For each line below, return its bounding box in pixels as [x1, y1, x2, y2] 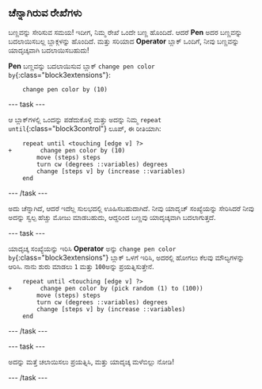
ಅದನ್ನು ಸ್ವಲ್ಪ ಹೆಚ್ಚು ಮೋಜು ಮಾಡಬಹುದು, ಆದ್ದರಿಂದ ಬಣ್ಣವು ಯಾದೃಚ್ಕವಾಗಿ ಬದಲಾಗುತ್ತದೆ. [8, 212, 216, 221]
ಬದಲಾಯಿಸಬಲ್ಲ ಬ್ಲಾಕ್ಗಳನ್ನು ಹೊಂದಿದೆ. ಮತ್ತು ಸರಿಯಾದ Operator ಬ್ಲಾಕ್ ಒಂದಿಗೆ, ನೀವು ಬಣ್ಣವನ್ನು [8, 36, 240, 46]
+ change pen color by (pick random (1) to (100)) [8, 284, 203, 292]
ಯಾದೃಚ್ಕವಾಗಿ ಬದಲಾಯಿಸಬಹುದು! [8, 45, 89, 55]
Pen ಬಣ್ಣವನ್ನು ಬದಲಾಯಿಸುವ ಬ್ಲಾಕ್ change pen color [8, 61, 156, 71]
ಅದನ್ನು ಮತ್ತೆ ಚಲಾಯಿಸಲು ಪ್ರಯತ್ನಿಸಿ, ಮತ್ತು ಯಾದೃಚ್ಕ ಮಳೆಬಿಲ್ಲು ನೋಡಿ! [8, 356, 174, 366]
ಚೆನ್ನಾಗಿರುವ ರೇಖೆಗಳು [8, 6, 82, 20]
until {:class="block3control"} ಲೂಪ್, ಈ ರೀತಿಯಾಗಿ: [8, 123, 161, 133]
